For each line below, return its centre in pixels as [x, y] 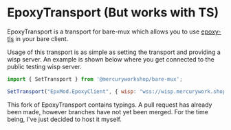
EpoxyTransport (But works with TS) [113, 13]
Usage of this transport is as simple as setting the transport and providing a [114, 52]
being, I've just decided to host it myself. [65, 119]
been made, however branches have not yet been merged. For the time [108, 112]
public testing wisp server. [44, 66]
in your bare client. [42, 38]
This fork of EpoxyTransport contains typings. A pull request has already [110, 105]
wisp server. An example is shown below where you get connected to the [111, 59]
